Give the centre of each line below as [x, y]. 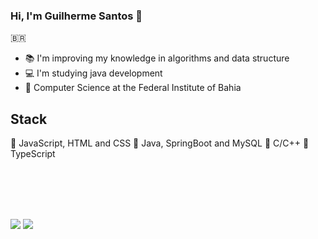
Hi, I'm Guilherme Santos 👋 [76, 16]
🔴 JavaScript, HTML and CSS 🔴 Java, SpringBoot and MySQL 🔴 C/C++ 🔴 [160, 143]
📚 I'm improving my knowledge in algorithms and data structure [157, 58]
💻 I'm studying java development [93, 73]
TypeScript [33, 154]
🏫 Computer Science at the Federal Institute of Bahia [133, 88]
